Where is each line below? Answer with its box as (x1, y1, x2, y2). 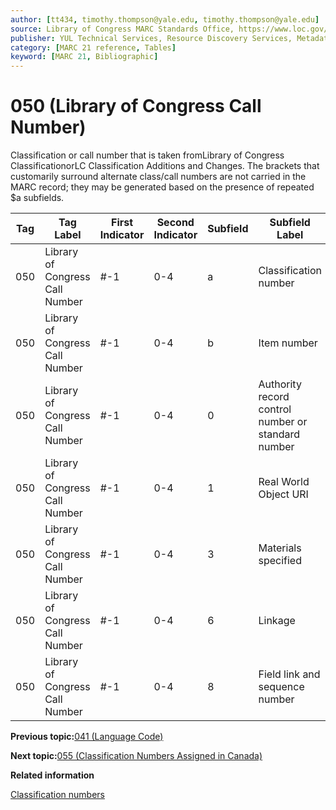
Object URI (258, 487, 309, 501)
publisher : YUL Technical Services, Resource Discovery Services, (10, 33, 293, 43)
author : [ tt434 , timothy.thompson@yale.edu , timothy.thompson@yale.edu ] (10, 14, 320, 25)
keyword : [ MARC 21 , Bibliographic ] (10, 52, 159, 62)
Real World (258, 475, 310, 489)
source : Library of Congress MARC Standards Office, (10, 24, 235, 34)
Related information (10, 769, 95, 781)
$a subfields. (10, 192, 65, 204)
